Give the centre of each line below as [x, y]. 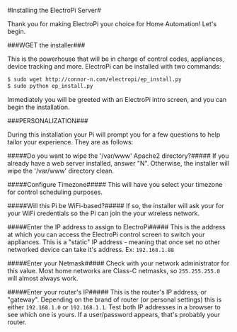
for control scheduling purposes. [55, 192]
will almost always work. [43, 278]
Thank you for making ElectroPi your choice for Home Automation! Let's [112, 24]
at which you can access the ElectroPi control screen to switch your [106, 234]
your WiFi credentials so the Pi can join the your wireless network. [104, 213]
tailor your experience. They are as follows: [70, 142]
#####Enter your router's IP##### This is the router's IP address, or [107, 292]
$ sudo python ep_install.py [50, 86]
